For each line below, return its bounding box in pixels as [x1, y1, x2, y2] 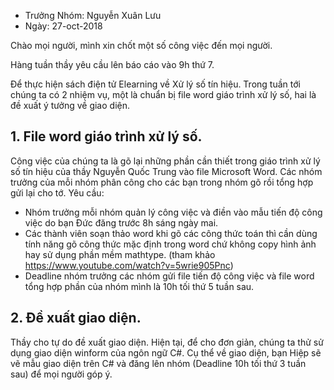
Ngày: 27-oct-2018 [24, 20, 103, 32]
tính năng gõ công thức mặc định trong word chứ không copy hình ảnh [24, 238, 317, 250]
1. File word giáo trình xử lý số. [10, 128, 203, 145]
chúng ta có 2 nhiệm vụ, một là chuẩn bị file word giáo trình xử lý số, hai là [10, 89, 317, 100]
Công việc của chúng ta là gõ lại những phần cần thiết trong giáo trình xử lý [10, 155, 321, 167]
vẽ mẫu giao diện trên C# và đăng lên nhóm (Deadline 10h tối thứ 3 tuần [10, 357, 307, 369]
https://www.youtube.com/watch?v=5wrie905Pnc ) [24, 259, 234, 271]
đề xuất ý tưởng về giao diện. [10, 100, 130, 111]
